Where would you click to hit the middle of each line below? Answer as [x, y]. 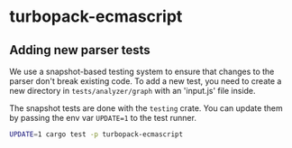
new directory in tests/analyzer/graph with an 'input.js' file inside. [132, 91]
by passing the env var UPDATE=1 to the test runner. [103, 118]
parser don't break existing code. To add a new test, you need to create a [146, 81]
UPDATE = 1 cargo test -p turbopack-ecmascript [96, 134]
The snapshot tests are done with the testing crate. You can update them [146, 108]
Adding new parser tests [80, 50]
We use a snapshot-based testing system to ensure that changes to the [142, 71]
